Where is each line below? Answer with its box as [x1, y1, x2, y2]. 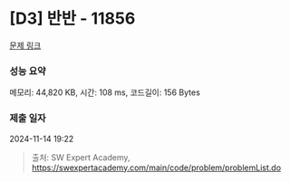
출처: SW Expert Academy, [31, 151, 130, 163]
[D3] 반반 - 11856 [9, 8, 136, 29]
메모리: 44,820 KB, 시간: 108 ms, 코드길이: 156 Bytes [9, 87, 201, 98]
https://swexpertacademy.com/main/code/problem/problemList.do [31, 162, 282, 173]
